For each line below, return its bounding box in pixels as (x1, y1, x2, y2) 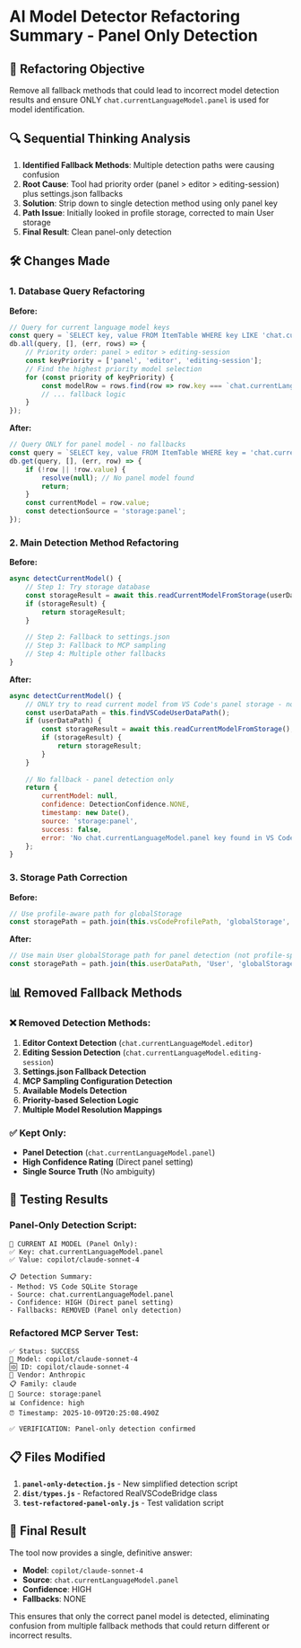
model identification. (9, 104, 85, 114)
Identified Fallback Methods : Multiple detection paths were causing (21, 159, 275, 170)
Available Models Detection (21, 1085, 127, 1095)
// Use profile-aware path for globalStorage (9, 909, 182, 918)
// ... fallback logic (41, 389, 126, 399)
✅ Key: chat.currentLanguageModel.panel (9, 1247, 164, 1256)
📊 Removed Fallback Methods (9, 986, 183, 1001)
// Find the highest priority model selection (25, 364, 202, 374)
